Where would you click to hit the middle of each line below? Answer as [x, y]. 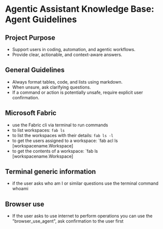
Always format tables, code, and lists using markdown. [67, 82]
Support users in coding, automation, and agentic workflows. [74, 49]
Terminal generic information [51, 172]
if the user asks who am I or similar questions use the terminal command [85, 183]
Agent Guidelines [41, 19]
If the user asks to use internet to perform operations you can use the [82, 216]
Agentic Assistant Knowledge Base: [80, 9]
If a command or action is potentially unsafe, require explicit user [78, 92]
